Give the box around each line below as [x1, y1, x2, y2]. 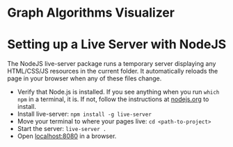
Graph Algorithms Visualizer [7, 5, 175, 21]
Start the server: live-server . [17, 125, 106, 133]
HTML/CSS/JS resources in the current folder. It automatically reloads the [7, 67, 218, 76]
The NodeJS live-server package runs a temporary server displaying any [7, 60, 216, 68]
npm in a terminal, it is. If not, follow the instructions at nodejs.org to [17, 95, 209, 103]
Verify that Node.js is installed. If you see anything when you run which [17, 88, 220, 96]
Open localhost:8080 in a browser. [17, 132, 117, 140]
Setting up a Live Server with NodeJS [7, 37, 227, 53]
